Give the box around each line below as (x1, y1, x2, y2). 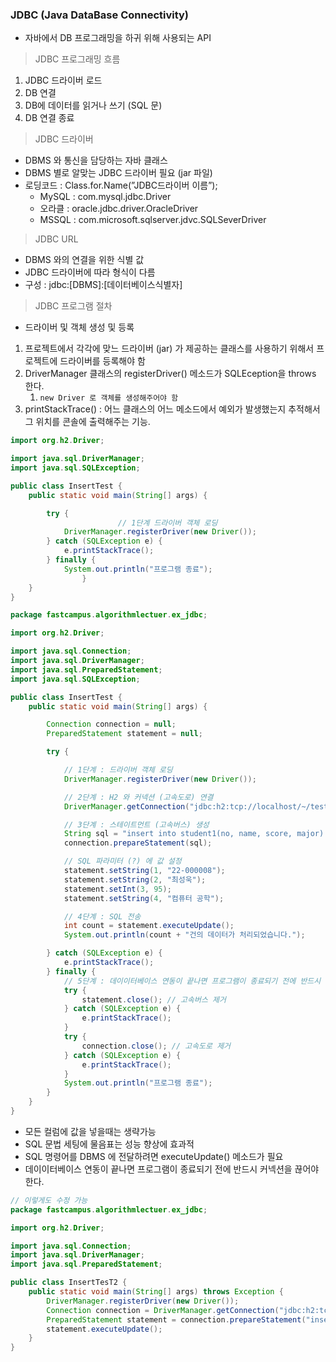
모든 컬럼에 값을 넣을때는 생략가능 (24, 1125, 157, 1137)
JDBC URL (34, 233, 79, 245)
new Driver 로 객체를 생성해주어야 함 (39, 393, 179, 403)
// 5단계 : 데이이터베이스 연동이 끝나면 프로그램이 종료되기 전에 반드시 (63, 976, 322, 986)
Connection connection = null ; (46, 719, 177, 730)
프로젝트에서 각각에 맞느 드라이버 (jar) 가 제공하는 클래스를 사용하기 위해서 (24, 343, 315, 355)
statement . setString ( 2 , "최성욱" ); (63, 874, 207, 885)
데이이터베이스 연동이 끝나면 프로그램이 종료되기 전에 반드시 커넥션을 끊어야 (24, 1163, 320, 1175)
